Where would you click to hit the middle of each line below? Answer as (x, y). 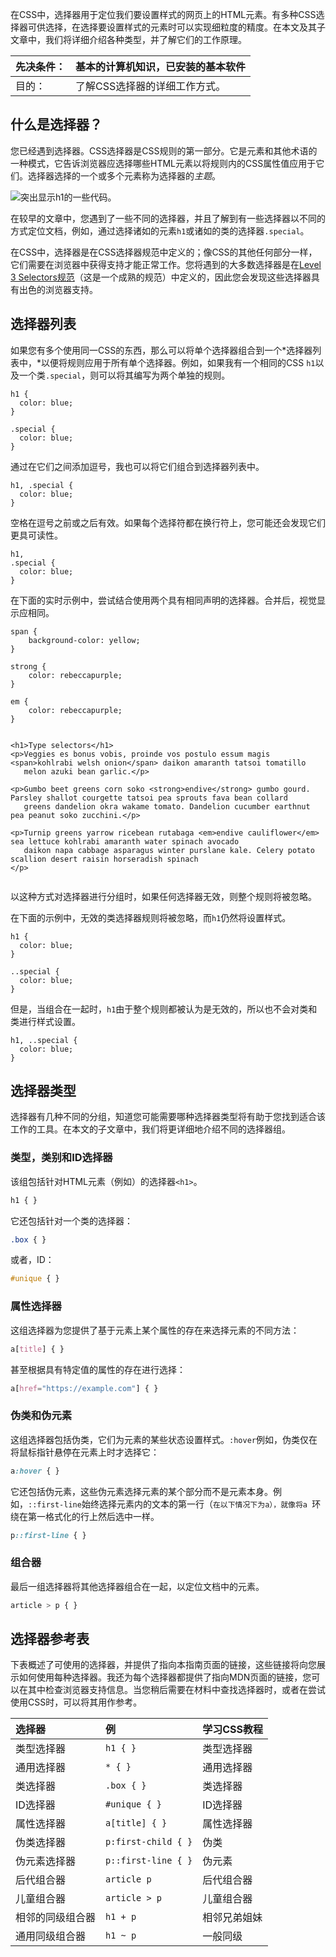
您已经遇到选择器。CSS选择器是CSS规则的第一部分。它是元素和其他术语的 (164, 150)
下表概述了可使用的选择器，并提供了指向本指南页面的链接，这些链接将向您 (163, 1665)
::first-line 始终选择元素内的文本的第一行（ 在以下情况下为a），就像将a (168, 1504)
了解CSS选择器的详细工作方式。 (151, 86)
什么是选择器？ (56, 124)
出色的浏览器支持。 (58, 289)
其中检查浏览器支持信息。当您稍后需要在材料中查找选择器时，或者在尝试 (176, 1690)
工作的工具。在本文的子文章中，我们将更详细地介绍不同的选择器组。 (150, 1129)
